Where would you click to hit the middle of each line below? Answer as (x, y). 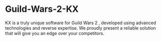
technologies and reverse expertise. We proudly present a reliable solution (80, 28)
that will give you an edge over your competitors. (55, 33)
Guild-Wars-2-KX (42, 9)
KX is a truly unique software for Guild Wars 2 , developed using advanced (81, 23)
